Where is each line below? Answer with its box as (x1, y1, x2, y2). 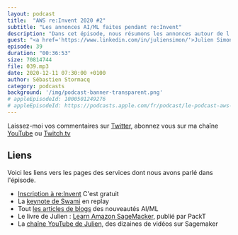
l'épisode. (7, 176, 37, 184)
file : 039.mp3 (7, 63, 50, 70)
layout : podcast (7, 10, 55, 18)
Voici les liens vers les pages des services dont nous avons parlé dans (7, 168, 214, 176)
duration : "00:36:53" (7, 50, 72, 57)
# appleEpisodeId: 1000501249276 (7, 96, 106, 103)
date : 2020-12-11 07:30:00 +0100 (7, 69, 106, 76)
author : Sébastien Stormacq (7, 76, 91, 83)
